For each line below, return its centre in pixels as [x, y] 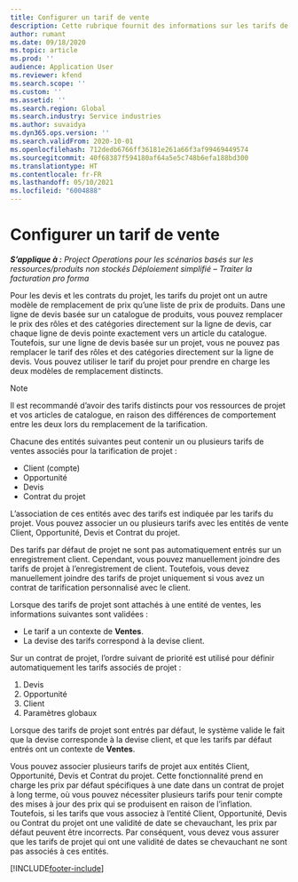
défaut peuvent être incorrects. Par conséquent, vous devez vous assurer [145, 832]
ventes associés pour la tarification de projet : [94, 450]
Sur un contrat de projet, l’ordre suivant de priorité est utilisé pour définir [142, 657]
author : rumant [38, 34]
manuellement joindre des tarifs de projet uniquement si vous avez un [137, 577]
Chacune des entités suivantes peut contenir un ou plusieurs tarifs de [137, 441]
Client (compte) [51, 468]
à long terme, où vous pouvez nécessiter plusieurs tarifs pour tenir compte [146, 794]
